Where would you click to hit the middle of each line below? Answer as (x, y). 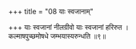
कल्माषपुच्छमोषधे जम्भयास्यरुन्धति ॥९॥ (57, 36)
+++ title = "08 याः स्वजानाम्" (51, 11)
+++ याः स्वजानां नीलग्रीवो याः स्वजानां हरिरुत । (69, 27)
